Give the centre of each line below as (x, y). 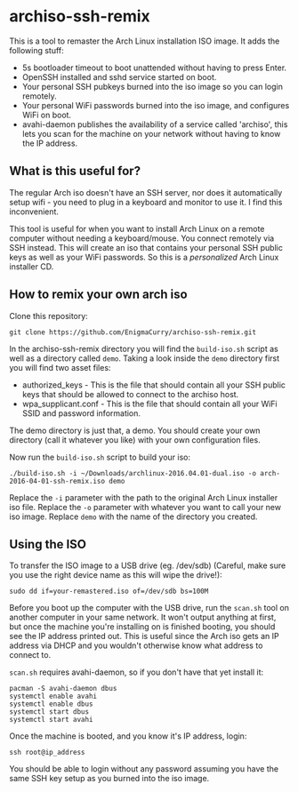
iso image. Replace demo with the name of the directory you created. (133, 516)
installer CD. (32, 266)
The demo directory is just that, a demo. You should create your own (135, 430)
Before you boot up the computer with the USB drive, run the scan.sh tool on (149, 608)
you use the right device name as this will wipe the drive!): (116, 575)
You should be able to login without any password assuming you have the (144, 769)
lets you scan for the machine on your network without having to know (151, 133)
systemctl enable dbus (51, 704)
